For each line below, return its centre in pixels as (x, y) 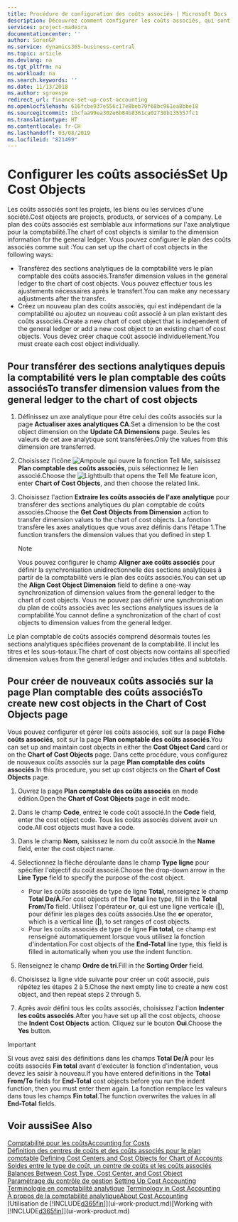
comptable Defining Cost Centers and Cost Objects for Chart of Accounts (115, 1158)
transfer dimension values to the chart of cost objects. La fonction (114, 520)
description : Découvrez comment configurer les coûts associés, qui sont (119, 21)
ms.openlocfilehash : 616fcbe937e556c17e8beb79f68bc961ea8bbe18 (103, 107)
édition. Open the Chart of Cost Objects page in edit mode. (104, 798)
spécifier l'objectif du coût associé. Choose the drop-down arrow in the (121, 870)
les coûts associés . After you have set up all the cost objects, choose (119, 1015)
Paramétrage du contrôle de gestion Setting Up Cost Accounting (102, 1181)
